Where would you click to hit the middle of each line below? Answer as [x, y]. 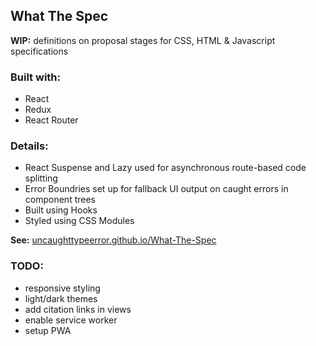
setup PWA [48, 330]
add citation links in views [78, 309]
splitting [41, 178]
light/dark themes [61, 298]
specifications [39, 51]
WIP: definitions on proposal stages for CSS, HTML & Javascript [143, 40]
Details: [29, 146]
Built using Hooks [61, 210]
